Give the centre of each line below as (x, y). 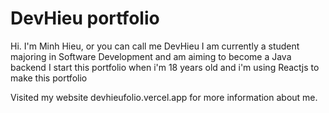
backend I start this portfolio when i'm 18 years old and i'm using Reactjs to (165, 67)
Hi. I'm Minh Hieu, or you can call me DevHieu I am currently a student (155, 46)
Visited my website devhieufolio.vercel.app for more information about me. (164, 97)
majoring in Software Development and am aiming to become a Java (151, 56)
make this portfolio (49, 78)
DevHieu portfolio (85, 18)
